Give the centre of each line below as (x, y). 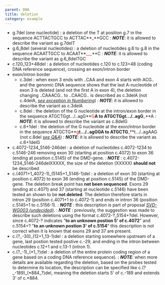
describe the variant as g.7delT (43, 43)
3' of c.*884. (26, 278)
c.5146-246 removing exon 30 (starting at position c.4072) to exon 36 (83, 153)
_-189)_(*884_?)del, (32, 273)
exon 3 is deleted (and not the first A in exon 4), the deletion (80, 90)
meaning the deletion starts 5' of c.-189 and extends (107, 273)
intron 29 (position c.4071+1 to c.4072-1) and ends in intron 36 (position (85, 200)
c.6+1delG (30, 142)
